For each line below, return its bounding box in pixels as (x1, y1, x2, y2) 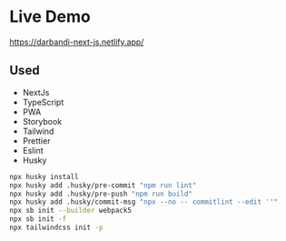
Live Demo (9, 6, 91, 27)
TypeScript (22, 96, 64, 107)
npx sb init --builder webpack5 (9, 206, 132, 216)
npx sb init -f (9, 215, 67, 224)
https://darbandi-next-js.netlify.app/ (9, 36, 144, 47)
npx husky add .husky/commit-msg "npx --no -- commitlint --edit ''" (9, 197, 279, 206)
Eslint (22, 145, 44, 156)
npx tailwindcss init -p (9, 223, 104, 232)
